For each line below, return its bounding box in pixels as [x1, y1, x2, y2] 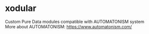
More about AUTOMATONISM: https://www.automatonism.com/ [5, 23, 132, 29]
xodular [5, 3, 37, 14]
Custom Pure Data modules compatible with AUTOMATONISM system [5, 19, 144, 24]
